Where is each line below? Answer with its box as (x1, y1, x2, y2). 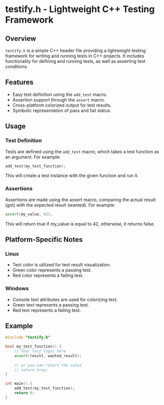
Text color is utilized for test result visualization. (12, 262, 111, 268)
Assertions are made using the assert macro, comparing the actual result (5, 196, 156, 202)
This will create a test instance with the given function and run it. (5, 172, 139, 179)
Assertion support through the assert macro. (12, 96, 105, 103)
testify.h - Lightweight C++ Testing (5, 4, 155, 15)
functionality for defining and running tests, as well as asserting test (5, 58, 145, 64)
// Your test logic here (14, 349, 66, 354)
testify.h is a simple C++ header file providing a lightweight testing (5, 48, 146, 53)
